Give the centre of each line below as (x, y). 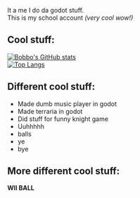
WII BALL (21, 188)
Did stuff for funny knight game (63, 119)
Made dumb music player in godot (67, 104)
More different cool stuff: (64, 171)
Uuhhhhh (31, 126)
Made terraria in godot (50, 111)
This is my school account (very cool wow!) (70, 18)
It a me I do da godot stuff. (46, 10)
